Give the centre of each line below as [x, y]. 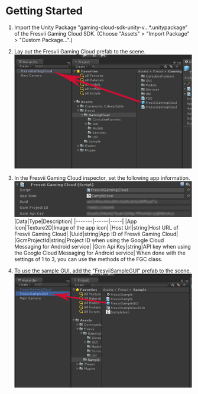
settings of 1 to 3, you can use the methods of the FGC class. [88, 259]
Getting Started [44, 11]
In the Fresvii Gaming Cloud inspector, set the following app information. [102, 178]
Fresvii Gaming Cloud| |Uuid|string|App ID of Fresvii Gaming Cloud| [96, 234]
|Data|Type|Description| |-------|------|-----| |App [75, 221]
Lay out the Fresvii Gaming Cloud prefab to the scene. [80, 51]
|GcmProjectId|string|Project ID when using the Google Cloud [89, 240]
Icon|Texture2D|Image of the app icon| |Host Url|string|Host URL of [96, 228]
